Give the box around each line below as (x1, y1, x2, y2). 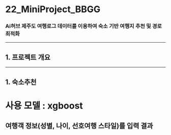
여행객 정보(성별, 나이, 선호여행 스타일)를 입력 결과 (5, 122, 154, 130)
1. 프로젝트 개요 (5, 53, 51, 61)
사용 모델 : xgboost (5, 100, 83, 111)
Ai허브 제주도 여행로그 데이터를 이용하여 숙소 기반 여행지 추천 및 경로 (5, 23, 162, 30)
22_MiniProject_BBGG (5, 4, 101, 15)
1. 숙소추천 (5, 78, 37, 86)
